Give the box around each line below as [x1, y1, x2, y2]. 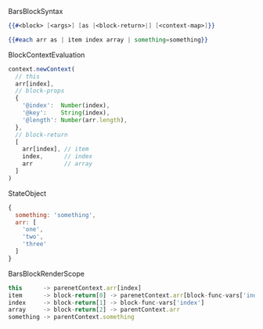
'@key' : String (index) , [22, 109, 110, 117]
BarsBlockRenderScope [8, 269, 85, 278]
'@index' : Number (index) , [22, 102, 110, 110]
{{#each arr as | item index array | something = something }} [8, 35, 209, 44]
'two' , [22, 233, 44, 241]
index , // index [22, 153, 92, 161]
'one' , [22, 226, 44, 233]
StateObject [8, 188, 47, 198]
